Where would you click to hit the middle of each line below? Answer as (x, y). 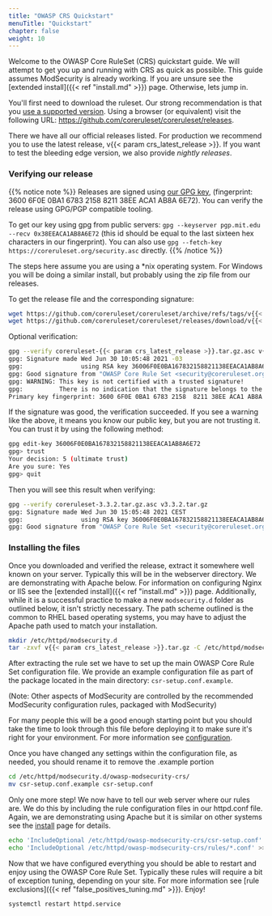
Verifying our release (51, 174)
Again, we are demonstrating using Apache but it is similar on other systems (136, 817)
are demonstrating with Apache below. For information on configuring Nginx (135, 583)
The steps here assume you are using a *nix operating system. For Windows (136, 266)
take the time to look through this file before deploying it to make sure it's (130, 729)
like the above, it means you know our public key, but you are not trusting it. (134, 421)
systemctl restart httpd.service (65, 904)
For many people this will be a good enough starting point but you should (130, 720)
